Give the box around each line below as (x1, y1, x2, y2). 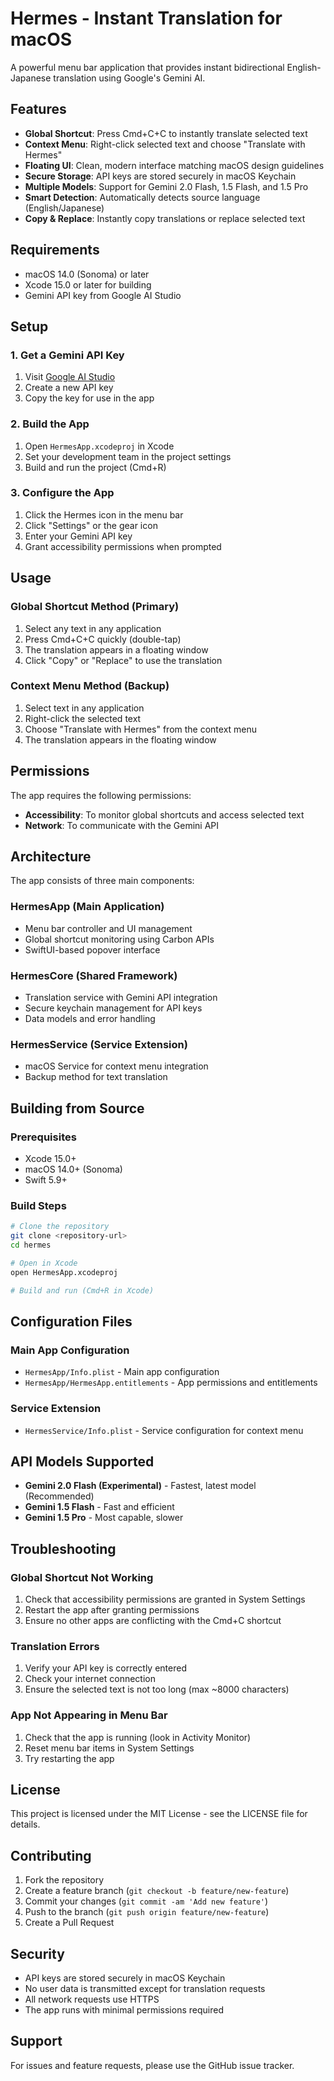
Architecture (10, 848, 92, 866)
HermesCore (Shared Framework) (10, 968, 178, 982)
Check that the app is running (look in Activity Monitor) (24, 1731, 252, 1743)
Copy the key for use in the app (24, 392, 155, 404)
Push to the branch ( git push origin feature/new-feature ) (24, 1906, 270, 1918)
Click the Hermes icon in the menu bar (24, 508, 184, 521)
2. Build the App (10, 417, 90, 431)
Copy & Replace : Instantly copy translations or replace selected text (24, 212, 306, 224)
